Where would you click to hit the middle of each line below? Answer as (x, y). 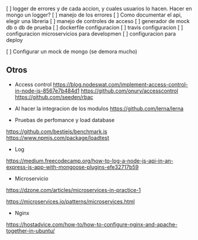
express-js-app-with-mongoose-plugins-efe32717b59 (73, 167)
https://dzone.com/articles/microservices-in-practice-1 (74, 190)
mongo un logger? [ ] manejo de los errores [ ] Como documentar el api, (94, 15)
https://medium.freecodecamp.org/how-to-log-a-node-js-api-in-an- (90, 161)
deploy (15, 40)
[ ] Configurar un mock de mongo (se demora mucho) (72, 52)
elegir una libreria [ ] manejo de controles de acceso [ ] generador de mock (98, 21)
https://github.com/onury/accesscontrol (130, 91)
